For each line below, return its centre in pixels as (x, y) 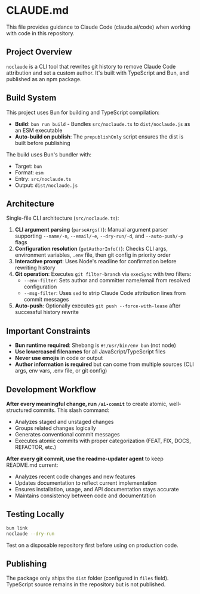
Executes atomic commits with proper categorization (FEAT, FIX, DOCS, (103, 441)
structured (19, 410)
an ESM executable (39, 130)
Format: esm (29, 172)
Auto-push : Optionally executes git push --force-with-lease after (98, 306)
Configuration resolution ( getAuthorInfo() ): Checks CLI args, (91, 249)
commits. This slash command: (71, 410)
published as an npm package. (44, 79)
